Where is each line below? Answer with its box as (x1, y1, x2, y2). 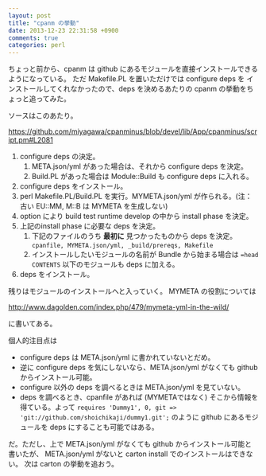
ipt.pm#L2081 (8, 135, 53, 145)
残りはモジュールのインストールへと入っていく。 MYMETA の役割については (8, 287, 256, 296)
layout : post (8, 11, 52, 20)
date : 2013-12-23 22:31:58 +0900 (8, 26, 119, 34)
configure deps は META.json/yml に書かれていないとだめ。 (19, 353, 215, 362)
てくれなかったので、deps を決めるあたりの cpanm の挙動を (49, 84, 247, 94)
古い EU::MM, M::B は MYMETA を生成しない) (19, 201, 168, 211)
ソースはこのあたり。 (8, 111, 78, 120)
